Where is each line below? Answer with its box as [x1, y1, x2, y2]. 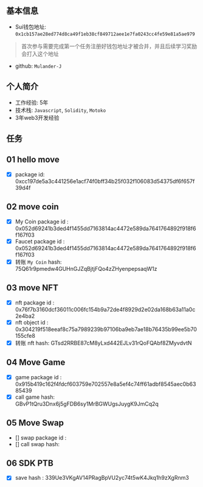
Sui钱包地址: [15, 23, 47, 30]
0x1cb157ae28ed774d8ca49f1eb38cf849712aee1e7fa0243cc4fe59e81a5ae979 [15, 31, 196, 37]
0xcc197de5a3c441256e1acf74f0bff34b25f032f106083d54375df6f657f [15, 177, 195, 184]
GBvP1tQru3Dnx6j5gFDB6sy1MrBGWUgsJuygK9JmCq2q [15, 400, 159, 407]
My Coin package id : [15, 218, 69, 225]
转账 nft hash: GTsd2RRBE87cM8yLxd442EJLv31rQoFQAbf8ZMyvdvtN [15, 339, 193, 346]
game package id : [15, 373, 62, 380]
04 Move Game [6, 357, 66, 368]
